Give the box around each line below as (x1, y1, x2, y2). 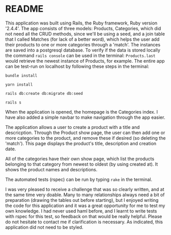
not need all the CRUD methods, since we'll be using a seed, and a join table (5, 31, 165, 37)
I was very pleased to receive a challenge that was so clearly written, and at (5, 186, 164, 192)
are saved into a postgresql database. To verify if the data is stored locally (5, 47, 160, 53)
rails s (5, 100, 22, 105)
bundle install (5, 73, 38, 78)
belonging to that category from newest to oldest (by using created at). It (5, 161, 158, 167)
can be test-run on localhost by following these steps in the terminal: (5, 63, 149, 69)
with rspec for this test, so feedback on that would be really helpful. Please (5, 213, 162, 219)
